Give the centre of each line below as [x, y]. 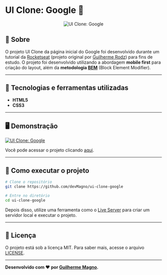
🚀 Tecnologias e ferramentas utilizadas [67, 88]
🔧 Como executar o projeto [47, 171]
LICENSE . [15, 253]
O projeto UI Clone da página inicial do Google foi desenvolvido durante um [83, 51]
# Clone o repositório [29, 182]
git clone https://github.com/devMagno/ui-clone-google [64, 187]
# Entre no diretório [28, 196]
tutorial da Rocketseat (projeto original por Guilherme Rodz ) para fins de [79, 57]
